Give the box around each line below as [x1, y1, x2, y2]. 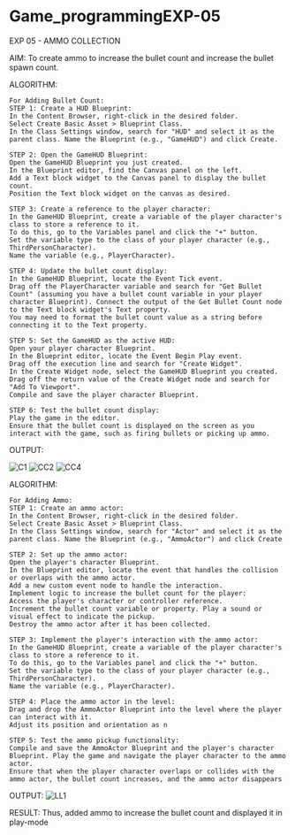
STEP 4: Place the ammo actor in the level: [9, 697, 176, 706]
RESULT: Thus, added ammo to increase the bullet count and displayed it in [9, 807, 283, 817]
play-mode [9, 817, 49, 827]
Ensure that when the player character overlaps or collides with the [9, 767, 275, 776]
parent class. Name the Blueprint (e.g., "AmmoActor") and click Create [9, 534, 283, 543]
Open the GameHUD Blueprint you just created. [9, 157, 184, 167]
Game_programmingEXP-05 [9, 6, 221, 27]
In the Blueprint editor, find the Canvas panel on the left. [9, 165, 243, 174]
